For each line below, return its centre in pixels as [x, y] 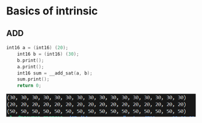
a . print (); [31, 67]
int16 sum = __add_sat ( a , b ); [55, 73]
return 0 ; [29, 86]
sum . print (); [33, 79]
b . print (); [31, 60]
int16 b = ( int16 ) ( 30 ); [48, 54]
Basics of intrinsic [52, 11]
